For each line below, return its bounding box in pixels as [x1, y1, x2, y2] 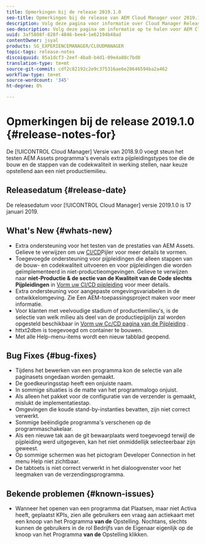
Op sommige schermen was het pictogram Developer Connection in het [15, 451, 196, 459]
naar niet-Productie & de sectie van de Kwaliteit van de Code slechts [15, 274, 192, 281]
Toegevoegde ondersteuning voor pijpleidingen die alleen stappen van [15, 255, 193, 262]
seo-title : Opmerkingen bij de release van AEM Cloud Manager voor [6, 15, 182, 21]
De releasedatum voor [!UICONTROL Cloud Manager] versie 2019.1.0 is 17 [6, 201, 192, 209]
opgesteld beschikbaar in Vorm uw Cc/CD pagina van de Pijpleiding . [15, 319, 189, 327]
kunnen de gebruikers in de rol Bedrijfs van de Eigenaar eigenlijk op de [15, 524, 193, 532]
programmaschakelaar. [15, 425, 73, 433]
